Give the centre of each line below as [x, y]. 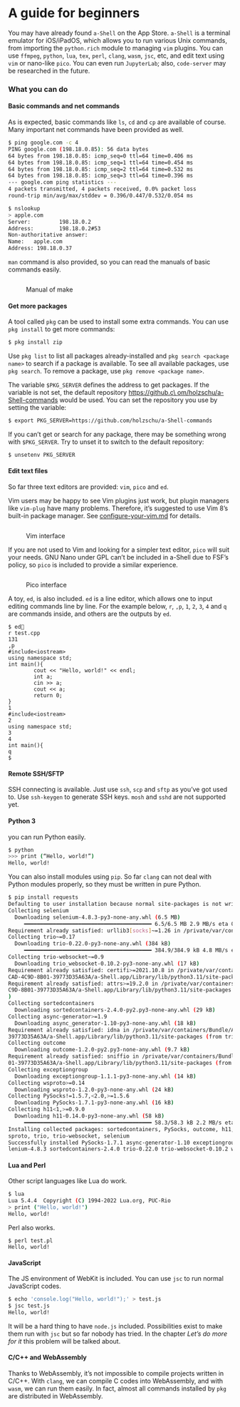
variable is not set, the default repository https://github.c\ [92, 393]
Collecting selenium [39, 910]
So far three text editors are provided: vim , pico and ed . [89, 487]
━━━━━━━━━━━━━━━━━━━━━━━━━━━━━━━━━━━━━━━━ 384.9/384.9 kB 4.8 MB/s [126, 950]
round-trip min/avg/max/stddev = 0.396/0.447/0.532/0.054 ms [101, 196]
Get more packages [38, 306]
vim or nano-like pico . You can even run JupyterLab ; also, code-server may [117, 63]
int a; [43, 677]
